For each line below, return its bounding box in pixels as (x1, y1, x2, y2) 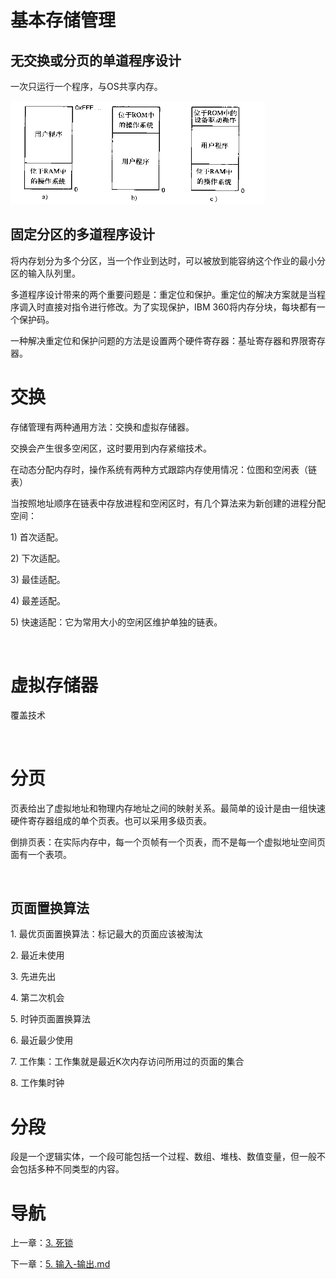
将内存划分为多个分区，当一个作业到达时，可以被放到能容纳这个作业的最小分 (10, 254, 326, 266)
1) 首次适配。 (10, 531, 64, 543)
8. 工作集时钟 (10, 1077, 65, 1089)
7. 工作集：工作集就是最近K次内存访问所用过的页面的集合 (10, 1056, 245, 1068)
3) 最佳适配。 (10, 573, 66, 585)
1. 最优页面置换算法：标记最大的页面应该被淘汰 (10, 928, 203, 940)
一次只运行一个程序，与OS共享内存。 (10, 81, 163, 92)
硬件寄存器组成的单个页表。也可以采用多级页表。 (10, 814, 212, 826)
